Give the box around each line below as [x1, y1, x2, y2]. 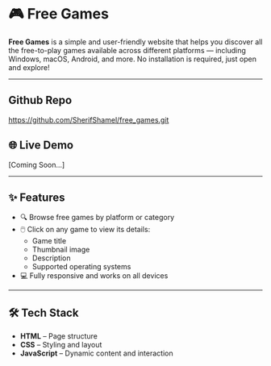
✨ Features [8, 190, 65, 204]
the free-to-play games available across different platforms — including [8, 45, 246, 55]
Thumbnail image [31, 245, 90, 255]
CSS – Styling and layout [19, 340, 102, 350]
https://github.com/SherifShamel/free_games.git [8, 114, 169, 124]
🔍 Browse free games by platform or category [19, 213, 175, 223]
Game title [31, 236, 67, 246]
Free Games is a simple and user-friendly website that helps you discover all [8, 36, 263, 47]
